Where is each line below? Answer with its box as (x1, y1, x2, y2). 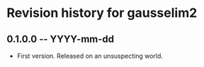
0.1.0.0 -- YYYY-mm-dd (6, 33, 115, 45)
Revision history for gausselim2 (6, 5, 198, 21)
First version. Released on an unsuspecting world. (16, 51, 164, 60)
